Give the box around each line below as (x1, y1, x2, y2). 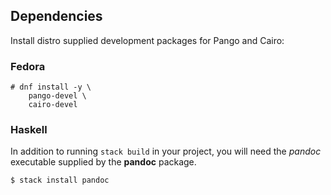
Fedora (10, 59, 46, 73)
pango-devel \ (28, 91, 87, 101)
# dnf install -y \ (10, 82, 92, 93)
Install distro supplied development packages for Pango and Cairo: (10, 34, 285, 46)
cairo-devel (28, 100, 78, 110)
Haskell (10, 123, 48, 137)
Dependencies (10, 8, 103, 25)
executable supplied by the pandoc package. (10, 156, 197, 168)
